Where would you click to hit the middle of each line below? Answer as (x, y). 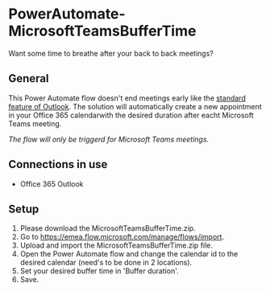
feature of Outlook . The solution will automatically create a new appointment (135, 106)
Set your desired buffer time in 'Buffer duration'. (99, 271)
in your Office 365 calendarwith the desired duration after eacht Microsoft (131, 115)
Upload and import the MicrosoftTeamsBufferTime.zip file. (116, 245)
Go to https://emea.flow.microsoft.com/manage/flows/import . (122, 237)
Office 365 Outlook (52, 184)
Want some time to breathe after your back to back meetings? (111, 53)
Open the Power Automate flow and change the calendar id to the (129, 254)
